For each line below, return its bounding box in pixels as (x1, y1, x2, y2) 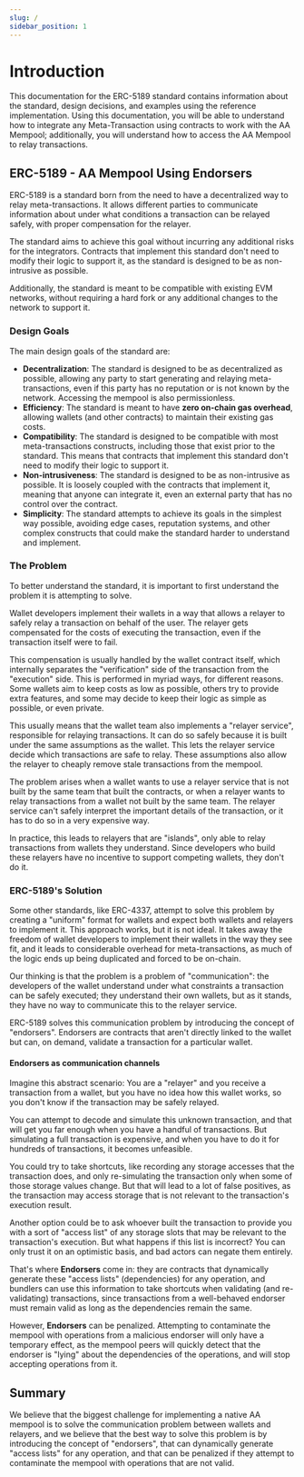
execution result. (9, 1200, 73, 1211)
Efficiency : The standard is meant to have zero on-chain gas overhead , (22, 402, 293, 413)
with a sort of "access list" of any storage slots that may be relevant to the (9, 1227, 287, 1238)
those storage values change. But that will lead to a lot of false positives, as (9, 1181, 291, 1192)
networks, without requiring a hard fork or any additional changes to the (9, 293, 279, 304)
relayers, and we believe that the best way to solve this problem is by (9, 1429, 268, 1440)
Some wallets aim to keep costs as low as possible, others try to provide (9, 683, 279, 694)
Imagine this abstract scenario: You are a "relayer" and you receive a (9, 1078, 266, 1089)
